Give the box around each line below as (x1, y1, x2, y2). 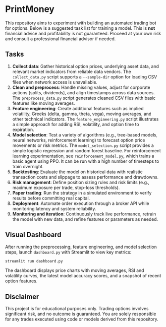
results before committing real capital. (12, 195, 90, 201)
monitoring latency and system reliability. (12, 205, 97, 211)
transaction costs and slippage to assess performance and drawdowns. (12, 174, 159, 180)
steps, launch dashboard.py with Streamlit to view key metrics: (5, 249, 132, 255)
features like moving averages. (12, 100, 75, 106)
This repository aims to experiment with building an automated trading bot (5, 20, 157, 26)
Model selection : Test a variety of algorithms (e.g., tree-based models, (12, 131, 158, 137)
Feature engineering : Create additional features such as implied (12, 105, 144, 111)
